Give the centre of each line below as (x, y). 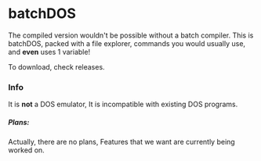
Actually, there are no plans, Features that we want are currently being (121, 142)
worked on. (26, 150)
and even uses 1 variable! (49, 52)
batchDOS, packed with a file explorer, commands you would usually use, (127, 43)
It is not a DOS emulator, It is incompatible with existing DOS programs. (123, 104)
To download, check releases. (56, 66)
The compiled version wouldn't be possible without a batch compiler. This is (131, 35)
